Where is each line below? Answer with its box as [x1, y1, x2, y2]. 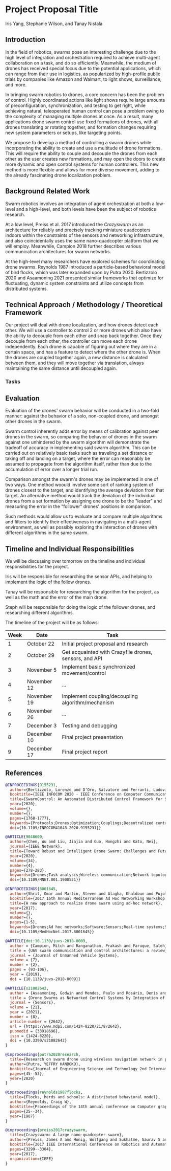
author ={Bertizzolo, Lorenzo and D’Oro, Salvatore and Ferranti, [10, 787, 152, 792]
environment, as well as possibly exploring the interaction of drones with [5, 524, 158, 531]
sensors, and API [62, 655, 103, 662]
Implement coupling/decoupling [62, 692, 138, 699]
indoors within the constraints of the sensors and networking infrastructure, [5, 232, 164, 238]
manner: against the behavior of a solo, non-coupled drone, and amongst [5, 413, 159, 419]
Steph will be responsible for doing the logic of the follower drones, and [5, 604, 156, 610]
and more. [5, 81, 27, 87]
